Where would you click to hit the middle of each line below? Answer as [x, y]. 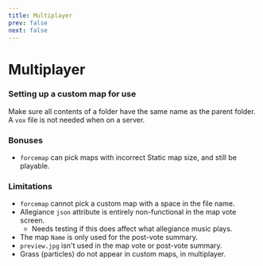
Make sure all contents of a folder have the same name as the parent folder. [132, 111]
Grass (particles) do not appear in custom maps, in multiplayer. [123, 254]
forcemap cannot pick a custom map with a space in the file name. [127, 203]
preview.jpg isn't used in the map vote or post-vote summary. [121, 245]
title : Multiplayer [41, 15]
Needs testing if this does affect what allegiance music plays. [132, 229]
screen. [32, 220]
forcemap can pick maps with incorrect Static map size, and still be [128, 158]
